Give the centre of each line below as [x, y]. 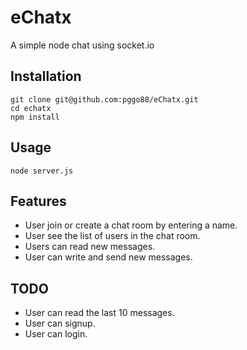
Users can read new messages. [90, 247]
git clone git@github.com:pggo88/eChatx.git [104, 99]
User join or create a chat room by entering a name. [131, 225]
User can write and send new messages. [108, 257]
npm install [35, 117]
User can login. [56, 334]
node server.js [42, 171]
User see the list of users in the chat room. [112, 236]
